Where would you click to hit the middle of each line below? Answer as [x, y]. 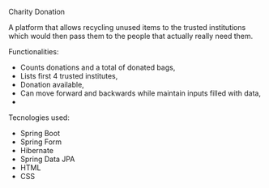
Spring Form [41, 142]
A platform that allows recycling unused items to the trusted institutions [127, 27]
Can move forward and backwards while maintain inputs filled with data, [141, 93]
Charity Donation [37, 12]
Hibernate [37, 150]
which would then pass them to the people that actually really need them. [131, 36]
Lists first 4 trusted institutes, [69, 76]
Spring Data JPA [47, 159]
